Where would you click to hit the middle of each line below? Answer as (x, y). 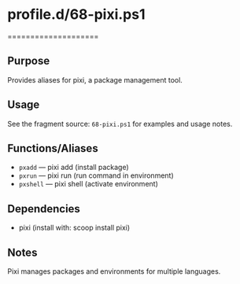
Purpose (29, 61)
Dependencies (44, 209)
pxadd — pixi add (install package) (74, 168)
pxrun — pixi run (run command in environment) (96, 175)
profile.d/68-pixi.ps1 (76, 15)
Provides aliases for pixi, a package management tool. (95, 79)
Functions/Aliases (53, 148)
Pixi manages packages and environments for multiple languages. (114, 271)
